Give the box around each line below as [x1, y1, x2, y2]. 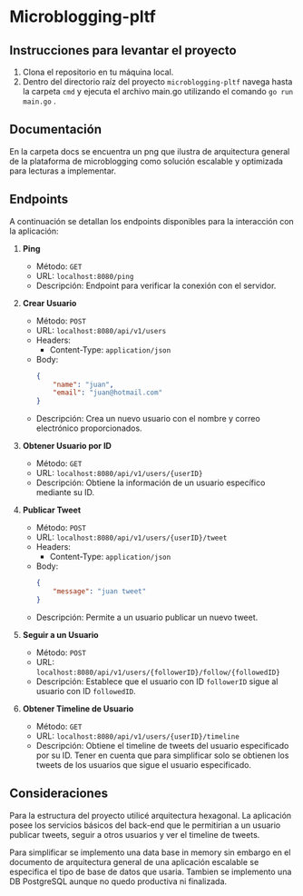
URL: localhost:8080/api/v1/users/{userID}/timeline [35, 730, 240, 742]
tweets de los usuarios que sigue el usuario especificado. [35, 759, 252, 770]
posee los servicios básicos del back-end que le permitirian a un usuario [9, 820, 281, 831]
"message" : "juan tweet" [53, 587, 147, 596]
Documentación [9, 122, 103, 137]
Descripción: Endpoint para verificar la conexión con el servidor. [35, 280, 277, 291]
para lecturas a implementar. [9, 165, 116, 176]
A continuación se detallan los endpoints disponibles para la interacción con [9, 215, 295, 226]
